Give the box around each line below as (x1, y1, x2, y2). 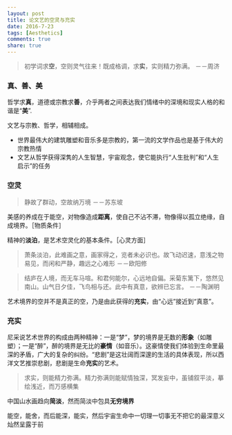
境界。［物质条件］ (12, 221, 65, 229)
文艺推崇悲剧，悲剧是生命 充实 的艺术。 (12, 358, 122, 367)
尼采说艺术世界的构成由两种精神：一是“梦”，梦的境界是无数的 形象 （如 (7, 333, 206, 341)
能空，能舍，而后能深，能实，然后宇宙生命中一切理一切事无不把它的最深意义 (7, 412, 225, 420)
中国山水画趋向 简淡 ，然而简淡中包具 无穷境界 (7, 396, 135, 405)
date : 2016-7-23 (7, 23, 54, 30)
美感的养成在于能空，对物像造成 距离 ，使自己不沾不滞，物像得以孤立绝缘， (7, 212, 219, 221)
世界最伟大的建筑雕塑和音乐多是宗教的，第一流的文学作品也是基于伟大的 (17, 136, 223, 144)
